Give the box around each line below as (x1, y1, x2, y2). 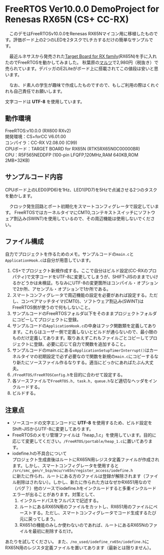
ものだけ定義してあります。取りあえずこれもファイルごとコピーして (12, 335, 149, 341)
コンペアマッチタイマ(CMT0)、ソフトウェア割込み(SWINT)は (21, 298, 144, 304)
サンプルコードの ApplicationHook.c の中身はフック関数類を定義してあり (12, 323, 157, 329)
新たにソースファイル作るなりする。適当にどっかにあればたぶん (16, 360, 145, 365)
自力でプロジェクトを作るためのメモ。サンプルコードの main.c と (5, 251, 134, 257)
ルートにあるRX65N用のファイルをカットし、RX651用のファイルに (19, 504, 153, 510)
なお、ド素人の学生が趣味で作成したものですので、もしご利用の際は (9, 82, 147, 88)
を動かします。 (5, 193, 35, 199)
